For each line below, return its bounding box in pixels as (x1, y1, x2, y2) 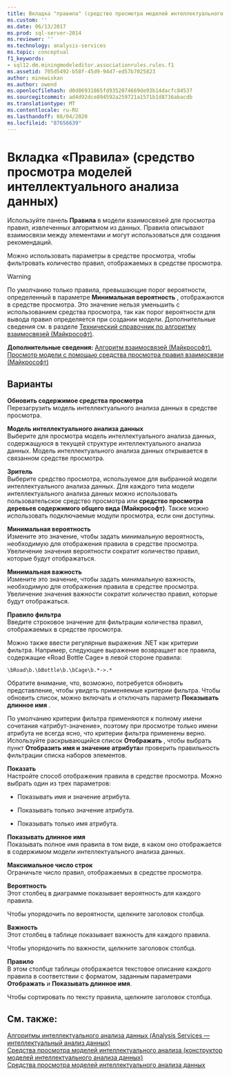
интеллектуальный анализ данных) (7, 1039, 110, 1047)
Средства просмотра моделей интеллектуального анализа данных (7, 1061, 205, 1069)
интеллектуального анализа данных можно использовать (7, 489, 178, 498)
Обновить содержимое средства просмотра (7, 396, 143, 405)
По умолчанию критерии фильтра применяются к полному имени (7, 714, 202, 723)
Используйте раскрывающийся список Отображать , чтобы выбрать (7, 736, 212, 745)
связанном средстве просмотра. (7, 454, 105, 462)
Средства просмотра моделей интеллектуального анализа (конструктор (7, 1046, 223, 1055)
